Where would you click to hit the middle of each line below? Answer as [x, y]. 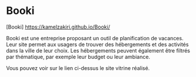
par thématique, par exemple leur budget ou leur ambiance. [78, 57]
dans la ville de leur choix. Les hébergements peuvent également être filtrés [98, 50]
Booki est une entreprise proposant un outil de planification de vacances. [95, 38]
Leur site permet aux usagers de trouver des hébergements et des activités [97, 44]
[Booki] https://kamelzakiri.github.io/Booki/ [58, 27]
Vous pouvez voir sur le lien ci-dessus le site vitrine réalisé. [78, 68]
